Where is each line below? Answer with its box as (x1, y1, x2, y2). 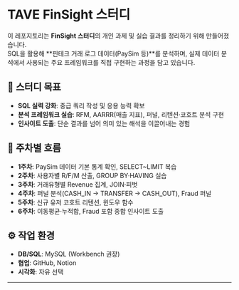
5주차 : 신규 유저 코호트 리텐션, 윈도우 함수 (17, 197, 134, 207)
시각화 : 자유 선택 (17, 268, 64, 276)
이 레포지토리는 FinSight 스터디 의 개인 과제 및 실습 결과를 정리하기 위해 (7, 31, 205, 40)
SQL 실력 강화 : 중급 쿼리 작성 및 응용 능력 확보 (17, 101, 145, 110)
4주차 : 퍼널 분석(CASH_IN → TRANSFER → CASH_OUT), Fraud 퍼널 (17, 189, 212, 197)
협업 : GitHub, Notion (17, 259, 77, 267)
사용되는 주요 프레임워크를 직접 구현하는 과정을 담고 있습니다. (26, 58, 196, 66)
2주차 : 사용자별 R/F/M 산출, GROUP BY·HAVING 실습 (17, 171, 167, 180)
